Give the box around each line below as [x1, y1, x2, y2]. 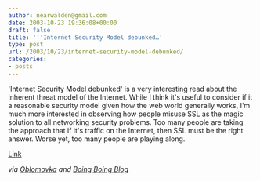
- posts [8, 63, 34, 71]
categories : [8, 56, 47, 64]
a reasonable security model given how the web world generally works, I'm [8, 100, 251, 110]
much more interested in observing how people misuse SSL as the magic [8, 109, 244, 118]
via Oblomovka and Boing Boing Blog [8, 164, 129, 173]
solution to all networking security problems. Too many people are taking [8, 117, 244, 126]
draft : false [8, 26, 51, 34]
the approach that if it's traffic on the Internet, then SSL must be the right [8, 126, 244, 135]
